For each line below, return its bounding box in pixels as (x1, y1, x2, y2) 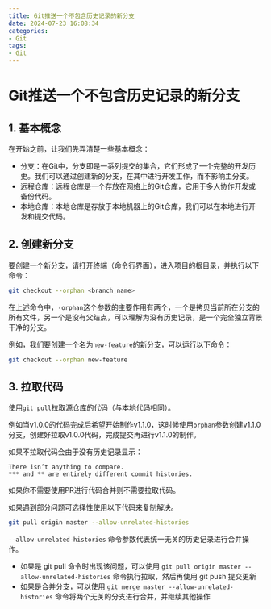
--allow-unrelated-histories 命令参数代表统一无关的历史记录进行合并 (8, 534, 243, 544)
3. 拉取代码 (8, 380, 64, 394)
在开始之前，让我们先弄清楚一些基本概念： (8, 144, 150, 153)
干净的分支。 (8, 322, 51, 332)
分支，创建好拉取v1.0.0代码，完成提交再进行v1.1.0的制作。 (8, 430, 201, 440)
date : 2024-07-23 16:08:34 (8, 19, 99, 27)
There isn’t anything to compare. (8, 463, 125, 472)
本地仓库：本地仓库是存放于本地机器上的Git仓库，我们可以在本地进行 (19, 202, 249, 211)
